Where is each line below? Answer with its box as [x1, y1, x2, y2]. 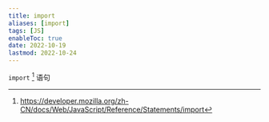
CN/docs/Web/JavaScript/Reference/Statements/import [19, 104, 205, 114]
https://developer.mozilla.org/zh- [19, 96, 130, 105]
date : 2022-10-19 [8, 42, 66, 50]
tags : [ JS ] [8, 26, 45, 35]
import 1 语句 [8, 71, 50, 82]
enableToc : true [8, 34, 62, 43]
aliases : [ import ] [8, 19, 70, 27]
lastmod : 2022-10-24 [8, 49, 78, 57]
